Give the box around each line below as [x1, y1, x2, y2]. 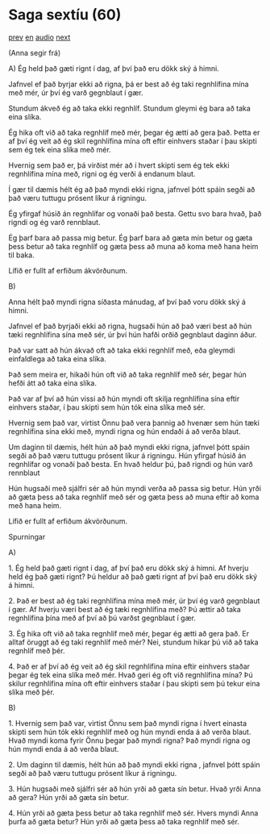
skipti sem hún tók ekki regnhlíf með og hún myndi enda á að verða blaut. [8, 727, 251, 736]
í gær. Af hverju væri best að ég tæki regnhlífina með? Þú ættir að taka [8, 604, 242, 614]
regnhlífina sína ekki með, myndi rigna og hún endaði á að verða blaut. [8, 426, 241, 436]
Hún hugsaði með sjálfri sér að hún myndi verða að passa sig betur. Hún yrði [8, 483, 262, 493]
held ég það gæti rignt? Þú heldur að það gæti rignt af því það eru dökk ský [8, 571, 258, 582]
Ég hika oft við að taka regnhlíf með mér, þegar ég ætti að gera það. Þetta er [8, 127, 260, 137]
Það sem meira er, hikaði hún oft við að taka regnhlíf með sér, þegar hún [8, 369, 247, 379]
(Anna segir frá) [8, 48, 61, 57]
